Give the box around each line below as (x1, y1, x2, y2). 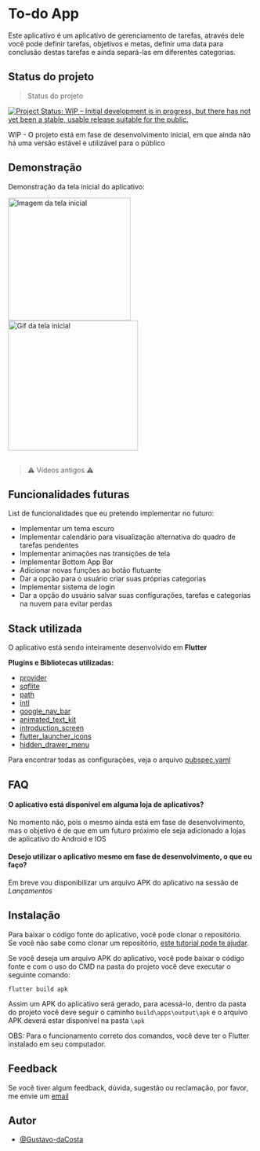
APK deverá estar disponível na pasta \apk (8, 1015, 145, 1025)
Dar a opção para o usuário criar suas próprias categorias (19, 574, 206, 584)
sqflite (19, 681, 41, 691)
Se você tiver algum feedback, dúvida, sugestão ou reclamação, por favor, (8, 1083, 249, 1092)
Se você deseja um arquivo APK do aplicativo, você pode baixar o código (8, 953, 245, 962)
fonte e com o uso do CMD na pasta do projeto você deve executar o (8, 962, 231, 971)
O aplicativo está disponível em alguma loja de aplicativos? (8, 800, 204, 809)
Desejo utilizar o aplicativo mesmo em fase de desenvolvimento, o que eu (8, 852, 252, 861)
